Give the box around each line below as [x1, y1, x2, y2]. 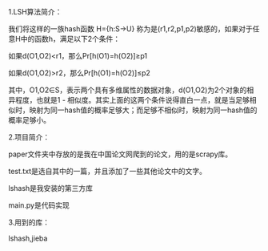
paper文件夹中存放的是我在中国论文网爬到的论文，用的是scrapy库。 [8, 149, 233, 159]
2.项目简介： [8, 132, 50, 142]
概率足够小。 [8, 115, 50, 124]
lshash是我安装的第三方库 [8, 184, 94, 192]
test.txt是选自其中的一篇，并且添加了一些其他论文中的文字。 [8, 167, 206, 176]
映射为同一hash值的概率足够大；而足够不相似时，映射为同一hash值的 [29, 105, 258, 115]
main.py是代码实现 [8, 200, 70, 210]
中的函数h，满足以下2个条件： [20, 34, 121, 43]
